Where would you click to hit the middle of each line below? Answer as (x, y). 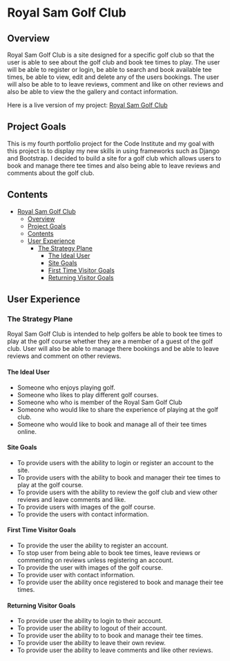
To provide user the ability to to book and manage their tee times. (110, 635)
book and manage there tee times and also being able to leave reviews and (114, 165)
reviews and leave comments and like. (71, 499)
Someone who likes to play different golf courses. (88, 395)
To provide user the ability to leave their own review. (91, 643)
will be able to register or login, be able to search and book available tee (109, 70)
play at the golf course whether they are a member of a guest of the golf (110, 341)
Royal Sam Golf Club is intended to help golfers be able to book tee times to (115, 334)
